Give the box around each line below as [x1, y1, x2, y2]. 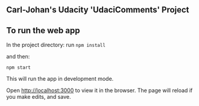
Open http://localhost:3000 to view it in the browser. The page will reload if [6, 87, 193, 94]
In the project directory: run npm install [6, 42, 106, 49]
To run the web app [6, 25, 80, 36]
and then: [6, 53, 30, 60]
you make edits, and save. [6, 93, 71, 101]
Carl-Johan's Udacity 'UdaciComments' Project [6, 5, 189, 15]
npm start [6, 64, 31, 71]
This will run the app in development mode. [6, 75, 114, 83]
